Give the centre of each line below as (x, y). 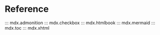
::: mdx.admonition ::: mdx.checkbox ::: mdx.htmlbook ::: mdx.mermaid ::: (80, 23)
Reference (27, 9)
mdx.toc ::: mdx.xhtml (27, 28)
